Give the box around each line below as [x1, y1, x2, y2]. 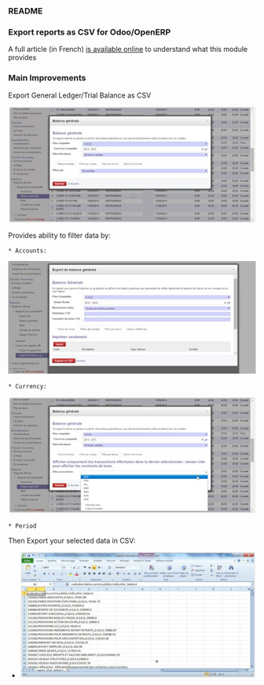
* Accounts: [8, 247, 47, 255]
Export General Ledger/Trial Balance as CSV [8, 90, 152, 100]
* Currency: [8, 382, 47, 390]
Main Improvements [8, 72, 86, 83]
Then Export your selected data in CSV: [8, 536, 136, 546]
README [8, 6, 43, 17]
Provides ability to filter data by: [8, 230, 112, 241]
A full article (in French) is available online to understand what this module [8, 45, 248, 54]
